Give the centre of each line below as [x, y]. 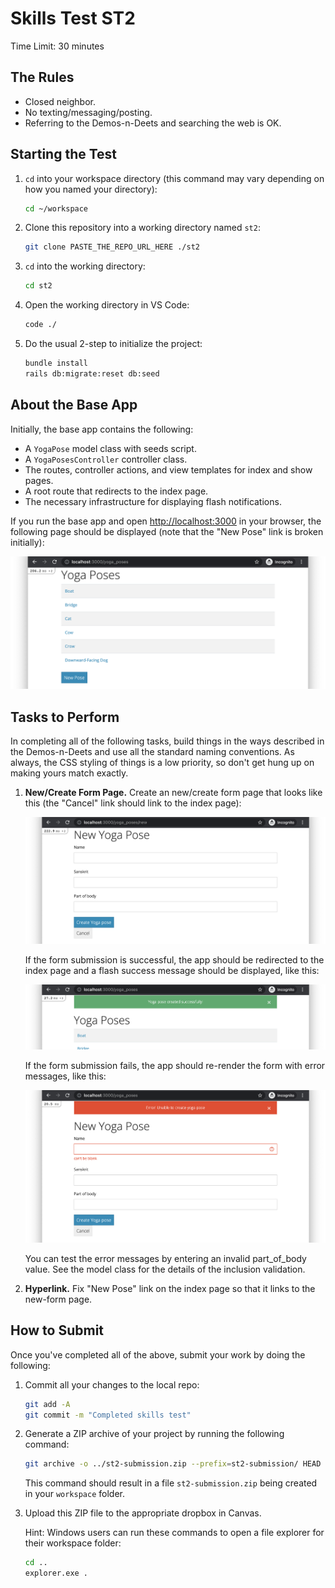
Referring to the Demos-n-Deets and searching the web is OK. [153, 123]
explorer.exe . [56, 1573]
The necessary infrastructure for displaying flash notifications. [153, 501]
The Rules [42, 77]
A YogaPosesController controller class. [106, 459]
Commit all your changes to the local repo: [112, 1384]
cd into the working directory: [85, 266]
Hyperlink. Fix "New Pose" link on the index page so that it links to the [170, 1288]
